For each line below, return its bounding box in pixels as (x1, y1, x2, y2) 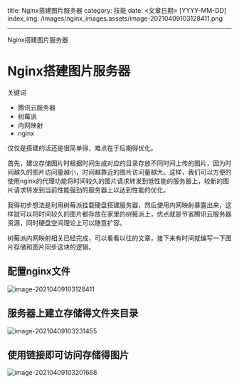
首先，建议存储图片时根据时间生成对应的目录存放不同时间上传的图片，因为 (7, 159, 225, 167)
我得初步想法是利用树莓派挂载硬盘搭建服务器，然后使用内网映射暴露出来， (7, 200, 225, 209)
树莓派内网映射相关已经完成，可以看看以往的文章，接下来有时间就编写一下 (7, 234, 225, 242)
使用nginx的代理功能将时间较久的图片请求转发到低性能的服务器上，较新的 (7, 177, 223, 185)
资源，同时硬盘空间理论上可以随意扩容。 (7, 218, 126, 227)
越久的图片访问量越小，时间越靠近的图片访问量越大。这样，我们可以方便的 (13, 167, 232, 176)
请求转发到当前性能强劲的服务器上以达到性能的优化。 (13, 185, 169, 194)
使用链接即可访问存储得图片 (7, 348, 129, 361)
